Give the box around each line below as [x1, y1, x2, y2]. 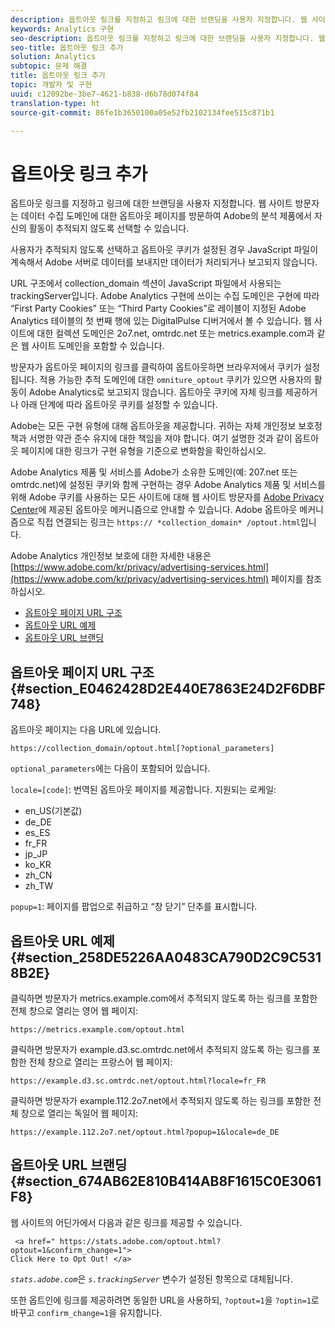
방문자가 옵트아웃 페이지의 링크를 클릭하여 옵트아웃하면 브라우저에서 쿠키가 [10, 361, 302, 373]
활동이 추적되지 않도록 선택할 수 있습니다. [28, 222, 190, 235]
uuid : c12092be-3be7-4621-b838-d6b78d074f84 [10, 89, 199, 99]
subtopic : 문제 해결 [10, 61, 88, 71]
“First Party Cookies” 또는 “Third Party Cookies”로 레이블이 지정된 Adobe [10, 302, 307, 315]
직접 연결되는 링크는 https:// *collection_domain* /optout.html [36, 516, 301, 528]
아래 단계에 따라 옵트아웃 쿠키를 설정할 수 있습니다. [20, 399, 218, 411]
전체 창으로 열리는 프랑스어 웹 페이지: [28, 1056, 173, 1068]
